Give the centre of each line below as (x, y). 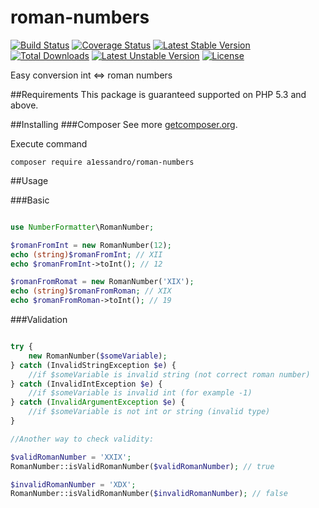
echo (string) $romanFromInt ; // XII (86, 254)
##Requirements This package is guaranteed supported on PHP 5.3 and (158, 94)
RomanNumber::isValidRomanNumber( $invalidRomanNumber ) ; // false (149, 494)
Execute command (49, 143)
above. (24, 105)
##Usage (29, 180)
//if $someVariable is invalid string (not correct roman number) (169, 374)
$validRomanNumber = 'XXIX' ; (71, 457)
